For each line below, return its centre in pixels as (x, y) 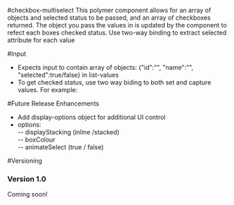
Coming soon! (27, 194)
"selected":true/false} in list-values (68, 75)
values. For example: (47, 90)
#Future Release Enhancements (53, 104)
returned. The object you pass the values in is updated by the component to (117, 25)
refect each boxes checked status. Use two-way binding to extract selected (117, 32)
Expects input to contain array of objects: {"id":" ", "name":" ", (105, 67)
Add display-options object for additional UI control (92, 117)
